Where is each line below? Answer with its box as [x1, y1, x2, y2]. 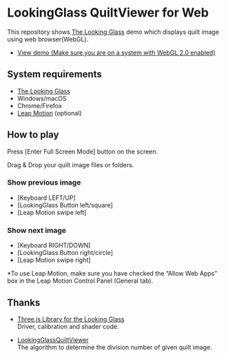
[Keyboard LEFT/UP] [17, 194, 76, 202]
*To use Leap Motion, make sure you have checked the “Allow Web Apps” [7, 270, 218, 278]
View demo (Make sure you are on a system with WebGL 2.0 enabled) [17, 48, 216, 57]
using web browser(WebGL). [7, 35, 89, 43]
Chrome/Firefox [17, 102, 62, 110]
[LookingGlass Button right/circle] [17, 249, 114, 257]
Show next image [7, 225, 67, 235]
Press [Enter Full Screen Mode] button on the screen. [7, 147, 158, 156]
